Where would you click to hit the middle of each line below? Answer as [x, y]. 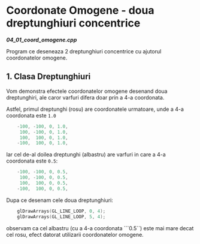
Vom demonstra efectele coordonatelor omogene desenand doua [87, 91]
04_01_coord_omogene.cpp [42, 40]
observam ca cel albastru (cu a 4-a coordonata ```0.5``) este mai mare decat [100, 228]
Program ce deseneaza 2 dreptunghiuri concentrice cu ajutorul [84, 51]
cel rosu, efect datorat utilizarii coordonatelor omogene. [75, 234]
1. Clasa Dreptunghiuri [49, 76]
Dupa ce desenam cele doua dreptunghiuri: [60, 200]
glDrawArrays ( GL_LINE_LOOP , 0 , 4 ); [61, 211]
